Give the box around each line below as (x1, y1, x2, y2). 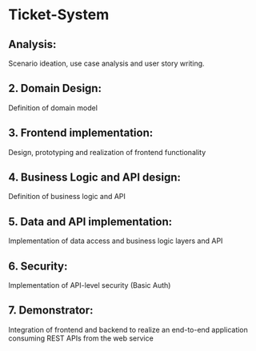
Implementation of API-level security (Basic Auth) (8, 281, 171, 290)
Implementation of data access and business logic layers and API (8, 236, 223, 245)
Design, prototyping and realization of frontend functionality (8, 147, 206, 157)
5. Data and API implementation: (8, 214, 173, 229)
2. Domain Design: (8, 82, 102, 95)
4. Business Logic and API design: (8, 170, 182, 185)
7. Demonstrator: (8, 304, 94, 317)
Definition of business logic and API (8, 192, 126, 201)
